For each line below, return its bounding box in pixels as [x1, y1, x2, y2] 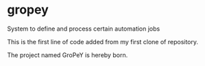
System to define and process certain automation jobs [7, 24, 160, 33]
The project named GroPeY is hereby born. [7, 50, 128, 59]
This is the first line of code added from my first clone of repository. [7, 37, 199, 46]
